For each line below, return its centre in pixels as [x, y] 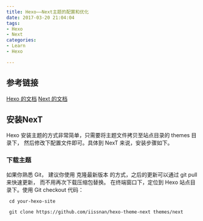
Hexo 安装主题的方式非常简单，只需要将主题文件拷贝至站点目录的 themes [98, 135]
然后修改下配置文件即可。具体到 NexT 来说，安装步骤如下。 [98, 143]
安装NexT [25, 119]
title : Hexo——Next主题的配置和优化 [48, 12]
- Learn [16, 46]
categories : [21, 40]
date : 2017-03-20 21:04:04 [40, 18]
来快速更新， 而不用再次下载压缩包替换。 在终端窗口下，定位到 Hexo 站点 [98, 182]
